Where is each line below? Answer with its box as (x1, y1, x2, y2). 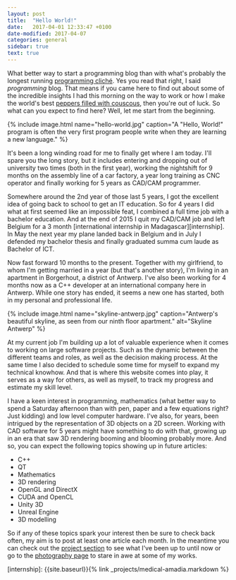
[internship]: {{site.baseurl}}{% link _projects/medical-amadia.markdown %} (7, 564, 230, 573)
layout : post (7, 10, 46, 18)
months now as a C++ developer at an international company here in (7, 280, 206, 289)
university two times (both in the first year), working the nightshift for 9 (7, 163, 213, 172)
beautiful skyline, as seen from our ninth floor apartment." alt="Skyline (7, 316, 212, 325)
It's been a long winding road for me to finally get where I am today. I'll (7, 149, 212, 157)
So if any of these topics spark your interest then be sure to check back (7, 529, 216, 537)
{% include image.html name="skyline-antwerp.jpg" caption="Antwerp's (7, 309, 218, 318)
